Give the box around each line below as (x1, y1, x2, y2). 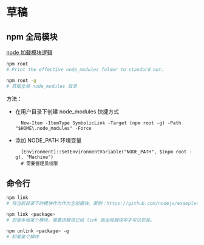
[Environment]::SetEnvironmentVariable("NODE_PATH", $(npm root (21, 149, 187, 155)
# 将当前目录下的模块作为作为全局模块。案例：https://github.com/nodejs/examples (6, 201, 199, 207)
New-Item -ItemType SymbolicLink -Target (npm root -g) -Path (21, 119, 182, 126)
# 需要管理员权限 (21, 160, 58, 167)
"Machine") (26, 154, 54, 160)
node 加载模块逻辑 (6, 49, 53, 56)
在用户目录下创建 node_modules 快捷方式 (15, 107, 120, 115)
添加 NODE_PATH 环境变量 (15, 136, 82, 144)
